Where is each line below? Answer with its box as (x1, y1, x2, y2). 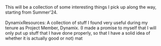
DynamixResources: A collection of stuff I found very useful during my (5, 20, 148, 25)
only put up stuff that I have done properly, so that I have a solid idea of (5, 30, 151, 36)
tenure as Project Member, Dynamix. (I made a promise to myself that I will (5, 25, 157, 31)
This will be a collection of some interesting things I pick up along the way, (5, 4, 157, 10)
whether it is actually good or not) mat (5, 35, 83, 41)
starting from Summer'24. (5, 9, 58, 15)
